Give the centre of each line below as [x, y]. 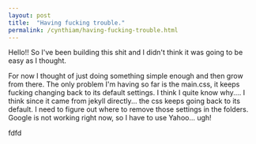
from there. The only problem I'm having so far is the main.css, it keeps [124, 84]
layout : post [30, 15]
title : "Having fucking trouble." [67, 23]
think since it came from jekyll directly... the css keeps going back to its [124, 101]
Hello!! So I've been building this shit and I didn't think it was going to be [126, 53]
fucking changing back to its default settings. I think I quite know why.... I [127, 93]
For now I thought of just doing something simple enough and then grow [126, 76]
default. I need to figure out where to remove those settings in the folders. [128, 109]
